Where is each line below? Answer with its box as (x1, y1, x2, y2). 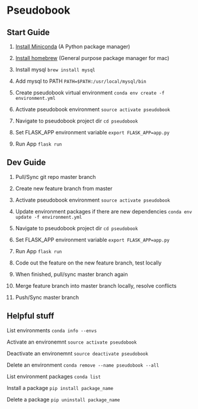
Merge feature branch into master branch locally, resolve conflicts (15, 282, 177, 289)
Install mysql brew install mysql (15, 66, 95, 73)
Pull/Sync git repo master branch (15, 173, 97, 180)
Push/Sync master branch (15, 294, 79, 301)
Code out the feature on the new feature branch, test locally (15, 259, 162, 266)
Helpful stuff (7, 311, 55, 321)
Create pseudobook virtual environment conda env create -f (15, 89, 165, 96)
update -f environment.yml (15, 214, 82, 220)
